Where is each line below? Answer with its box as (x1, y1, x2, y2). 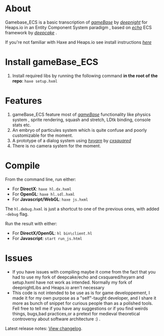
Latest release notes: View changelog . (5, 325, 82, 331)
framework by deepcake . (5, 30, 57, 35)
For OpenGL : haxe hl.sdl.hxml (12, 191, 75, 197)
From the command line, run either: (5, 176, 76, 182)
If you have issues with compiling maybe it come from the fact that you (12, 269, 156, 275)
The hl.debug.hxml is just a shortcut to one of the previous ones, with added (5, 206, 160, 212)
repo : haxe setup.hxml (12, 78, 58, 84)
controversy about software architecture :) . (12, 316, 101, 322)
